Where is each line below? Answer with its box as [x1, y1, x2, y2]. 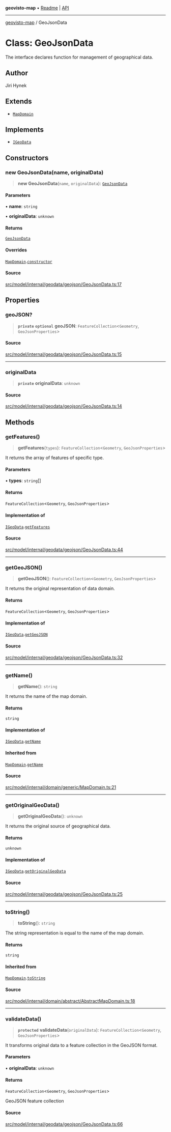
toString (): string [17, 920, 55, 926]
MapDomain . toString [5, 975, 46, 981]
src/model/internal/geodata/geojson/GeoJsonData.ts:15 [5, 351, 122, 357]
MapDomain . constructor [5, 258, 52, 264]
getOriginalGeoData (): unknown [17, 813, 83, 819]
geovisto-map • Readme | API [5, 5, 70, 11]
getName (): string [17, 683, 58, 689]
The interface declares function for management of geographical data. [5, 54, 154, 60]
